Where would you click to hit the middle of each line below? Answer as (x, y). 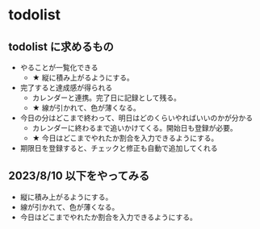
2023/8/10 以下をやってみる (79, 176)
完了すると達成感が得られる (66, 87)
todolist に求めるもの (61, 46)
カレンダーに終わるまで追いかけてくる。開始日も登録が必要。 (134, 128)
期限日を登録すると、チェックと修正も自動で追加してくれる (119, 148)
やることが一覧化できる (59, 67)
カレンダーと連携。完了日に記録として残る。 (107, 98)
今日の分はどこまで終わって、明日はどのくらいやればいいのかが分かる (136, 118)
